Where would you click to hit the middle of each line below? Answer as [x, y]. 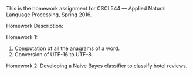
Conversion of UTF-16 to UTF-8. [54, 54]
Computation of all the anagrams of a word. [67, 48]
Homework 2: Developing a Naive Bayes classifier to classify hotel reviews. [97, 66]
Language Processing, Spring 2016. [49, 15]
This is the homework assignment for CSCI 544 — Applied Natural [86, 8]
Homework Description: [35, 26]
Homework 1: [22, 37]
